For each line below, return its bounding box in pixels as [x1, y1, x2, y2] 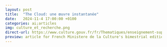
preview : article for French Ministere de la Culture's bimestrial [5, 35, 148, 40]
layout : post [5, 7, 32, 12]
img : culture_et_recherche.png [5, 25, 70, 30]
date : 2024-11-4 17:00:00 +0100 [5, 16, 77, 21]
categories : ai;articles [5, 21, 57, 26]
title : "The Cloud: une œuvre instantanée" [5, 12, 99, 17]
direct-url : [5, 30, 30, 35]
